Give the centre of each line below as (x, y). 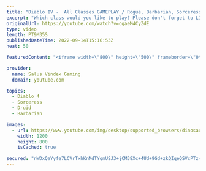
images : (16, 124)
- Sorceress (27, 102)
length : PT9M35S (27, 35)
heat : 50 (17, 47)
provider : (19, 68)
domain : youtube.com (38, 80)
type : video (21, 29)
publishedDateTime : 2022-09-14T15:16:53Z (60, 40)
